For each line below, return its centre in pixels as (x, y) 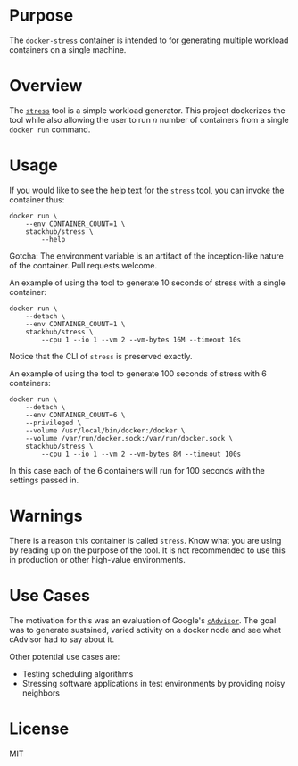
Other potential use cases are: (65, 656)
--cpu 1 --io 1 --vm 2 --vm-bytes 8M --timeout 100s (141, 454)
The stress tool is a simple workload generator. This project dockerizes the (147, 110)
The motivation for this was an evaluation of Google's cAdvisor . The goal (143, 620)
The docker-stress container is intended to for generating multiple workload (149, 40)
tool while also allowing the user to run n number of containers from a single (149, 119)
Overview (46, 86)
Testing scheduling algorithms (78, 673)
